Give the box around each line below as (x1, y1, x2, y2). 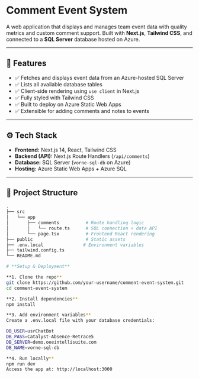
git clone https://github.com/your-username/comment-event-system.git (6, 279, 184, 286)
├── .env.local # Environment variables (6, 242, 145, 248)
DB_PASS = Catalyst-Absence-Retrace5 (6, 334, 94, 340)
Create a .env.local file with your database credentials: (6, 318, 155, 324)
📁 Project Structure (6, 188, 78, 198)
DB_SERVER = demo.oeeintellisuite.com (6, 339, 97, 345)
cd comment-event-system (6, 285, 68, 291)
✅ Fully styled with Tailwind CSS (14, 94, 94, 101)
